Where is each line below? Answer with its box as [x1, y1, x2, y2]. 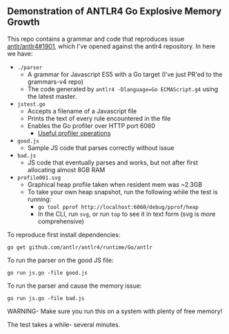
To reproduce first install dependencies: [7, 230, 121, 239]
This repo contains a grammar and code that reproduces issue [7, 35, 185, 43]
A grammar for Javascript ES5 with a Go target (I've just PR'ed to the [27, 70, 223, 78]
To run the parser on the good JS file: [7, 256, 114, 264]
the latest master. [27, 92, 77, 100]
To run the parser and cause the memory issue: [7, 281, 142, 290]
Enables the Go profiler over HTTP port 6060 [27, 121, 156, 130]
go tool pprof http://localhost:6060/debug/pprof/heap [37, 203, 199, 210]
